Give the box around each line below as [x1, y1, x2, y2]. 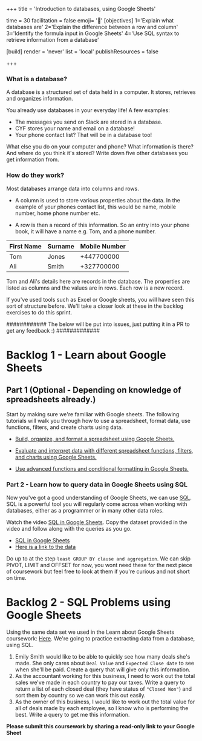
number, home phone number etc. [15, 209, 100, 217]
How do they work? [6, 171, 65, 179]
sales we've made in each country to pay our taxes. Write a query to [15, 679, 186, 686]
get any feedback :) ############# [6, 327, 100, 334]
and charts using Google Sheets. [15, 453, 97, 460]
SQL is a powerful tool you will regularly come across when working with [6, 500, 187, 508]
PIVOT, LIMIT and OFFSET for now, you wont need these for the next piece [6, 561, 192, 568]
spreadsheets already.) [6, 394, 96, 405]
